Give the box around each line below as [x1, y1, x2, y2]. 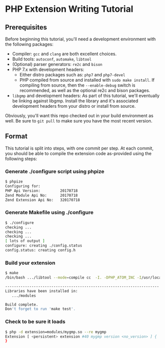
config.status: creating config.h [5, 248, 76, 253]
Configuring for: [5, 184, 41, 189]
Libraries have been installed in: [5, 288, 78, 293]
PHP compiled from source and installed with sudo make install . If [19, 77, 155, 83]
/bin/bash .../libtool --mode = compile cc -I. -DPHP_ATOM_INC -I [5, 275, 141, 280]
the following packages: [5, 41, 54, 47]
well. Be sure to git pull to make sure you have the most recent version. [5, 118, 153, 124]
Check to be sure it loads [5, 318, 65, 325]
